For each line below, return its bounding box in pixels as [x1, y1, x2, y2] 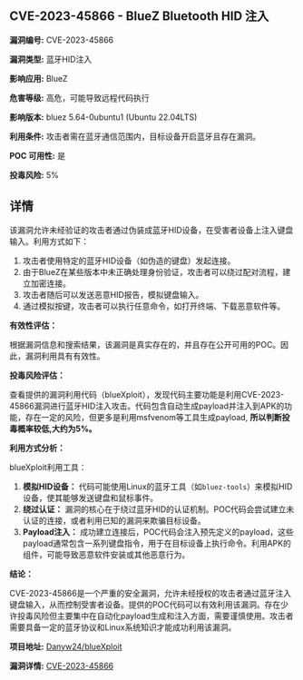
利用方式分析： [9, 442, 65, 453]
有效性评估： [9, 320, 57, 330]
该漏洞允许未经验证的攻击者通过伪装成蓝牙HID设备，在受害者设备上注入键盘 [9, 224, 294, 235]
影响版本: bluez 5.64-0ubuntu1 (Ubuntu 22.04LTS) [9, 112, 198, 123]
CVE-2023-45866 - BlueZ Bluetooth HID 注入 [9, 8, 269, 25]
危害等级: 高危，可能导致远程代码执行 [9, 92, 150, 103]
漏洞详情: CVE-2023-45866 [9, 660, 114, 671]
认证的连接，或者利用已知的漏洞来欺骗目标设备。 [22, 515, 206, 526]
